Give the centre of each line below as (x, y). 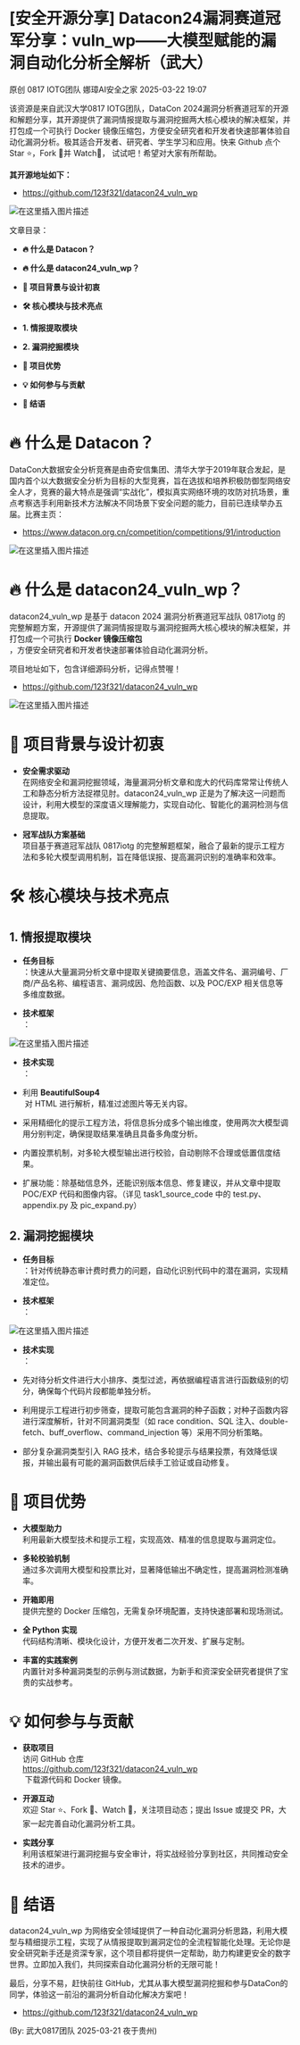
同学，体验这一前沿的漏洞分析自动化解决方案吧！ (99, 1995)
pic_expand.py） (111, 1205)
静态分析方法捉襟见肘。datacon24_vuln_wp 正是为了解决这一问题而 (162, 793)
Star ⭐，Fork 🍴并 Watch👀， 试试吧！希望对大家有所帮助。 (115, 153)
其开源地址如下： (41, 174)
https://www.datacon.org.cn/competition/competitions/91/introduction (151, 531)
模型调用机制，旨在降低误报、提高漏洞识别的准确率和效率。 (171, 856)
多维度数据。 (46, 994)
